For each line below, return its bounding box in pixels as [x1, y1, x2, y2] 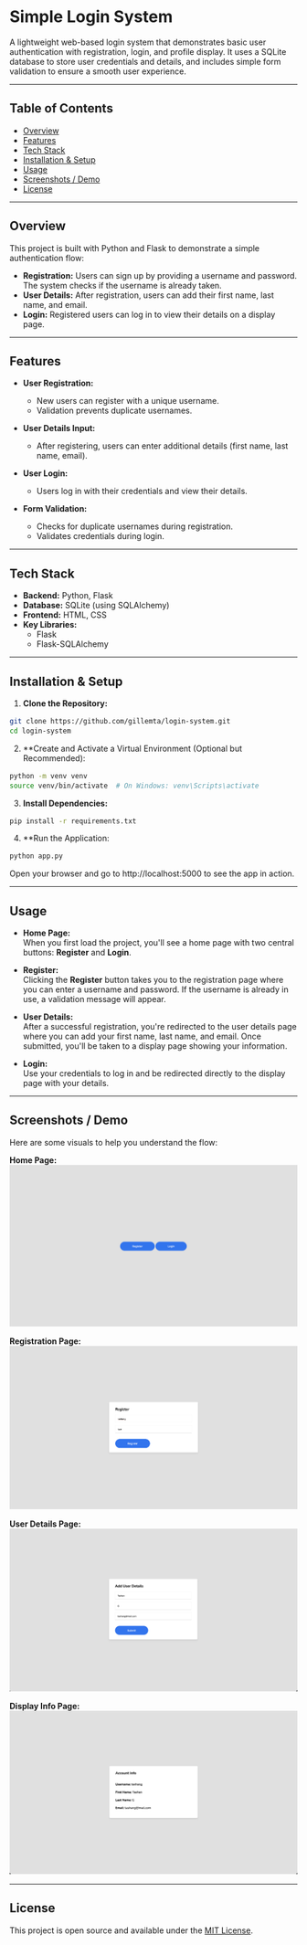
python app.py [9, 851, 64, 861]
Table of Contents [9, 100, 114, 116]
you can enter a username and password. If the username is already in [22, 984, 290, 995]
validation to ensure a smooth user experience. [9, 66, 187, 77]
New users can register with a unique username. [36, 396, 219, 407]
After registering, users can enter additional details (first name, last [36, 440, 289, 451]
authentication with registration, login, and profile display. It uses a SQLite [9, 46, 287, 57]
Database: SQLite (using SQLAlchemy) [22, 600, 170, 611]
